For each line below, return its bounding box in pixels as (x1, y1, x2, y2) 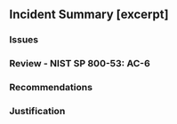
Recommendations (9, 81, 93, 94)
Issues (9, 34, 39, 46)
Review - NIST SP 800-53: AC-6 (9, 58, 151, 70)
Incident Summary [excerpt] (9, 7, 169, 22)
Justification (9, 105, 66, 118)
